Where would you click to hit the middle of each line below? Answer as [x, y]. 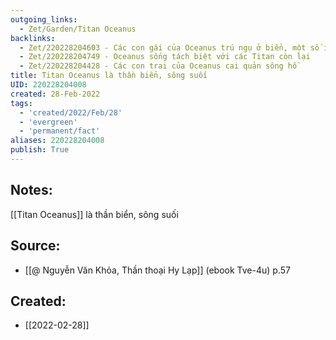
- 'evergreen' [48, 122]
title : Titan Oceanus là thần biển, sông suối [109, 76]
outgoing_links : [44, 19]
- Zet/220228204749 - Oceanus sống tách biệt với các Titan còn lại [165, 57]
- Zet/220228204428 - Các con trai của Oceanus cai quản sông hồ [158, 66]
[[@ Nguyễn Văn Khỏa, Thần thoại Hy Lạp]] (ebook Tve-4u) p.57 [157, 270]
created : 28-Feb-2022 [55, 94]
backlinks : [33, 38]
